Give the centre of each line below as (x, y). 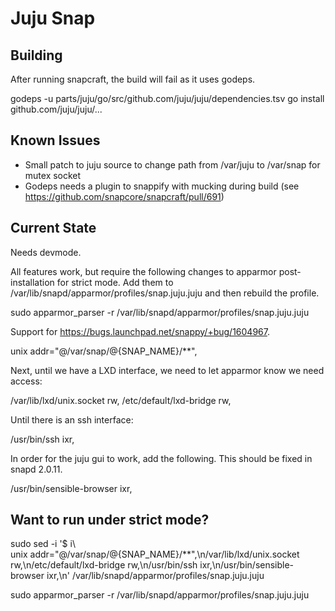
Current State (53, 228)
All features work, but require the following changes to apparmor (143, 271)
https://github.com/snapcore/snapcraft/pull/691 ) (124, 196)
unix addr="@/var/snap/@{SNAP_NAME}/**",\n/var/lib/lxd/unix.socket (155, 554)
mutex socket (53, 175)
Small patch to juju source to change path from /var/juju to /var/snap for (172, 164)
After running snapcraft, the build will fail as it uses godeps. (133, 79)
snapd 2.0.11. (36, 469)
